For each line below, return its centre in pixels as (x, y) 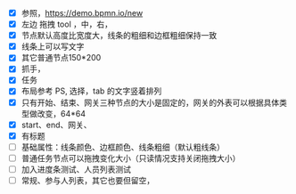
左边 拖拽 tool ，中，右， (67, 24)
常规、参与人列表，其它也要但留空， (88, 180)
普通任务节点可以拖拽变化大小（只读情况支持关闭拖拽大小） (131, 158)
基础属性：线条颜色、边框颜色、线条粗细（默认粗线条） (123, 147)
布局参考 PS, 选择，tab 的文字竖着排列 (91, 91)
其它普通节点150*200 (61, 58)
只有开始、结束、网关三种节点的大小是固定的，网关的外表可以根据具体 (150, 102)
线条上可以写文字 (53, 46)
